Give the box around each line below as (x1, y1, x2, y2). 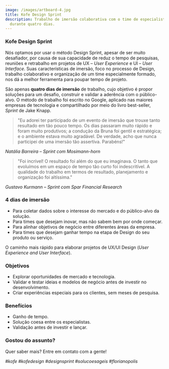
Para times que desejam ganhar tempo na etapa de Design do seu (12, 229, 150, 235)
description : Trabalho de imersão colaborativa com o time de (5, 17, 138, 22)
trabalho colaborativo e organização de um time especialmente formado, (5, 71, 156, 77)
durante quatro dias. (10, 21, 55, 27)
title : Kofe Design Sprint (5, 12, 62, 17)
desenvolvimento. (12, 284, 50, 290)
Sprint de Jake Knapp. (5, 107, 51, 113)
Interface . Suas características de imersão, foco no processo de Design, (5, 65, 155, 71)
